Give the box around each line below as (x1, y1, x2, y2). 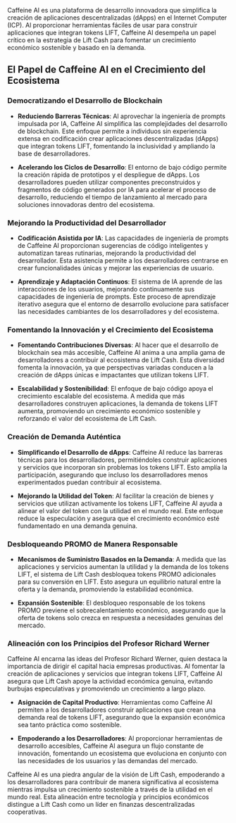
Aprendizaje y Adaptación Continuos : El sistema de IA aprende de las (17, 277, 223, 286)
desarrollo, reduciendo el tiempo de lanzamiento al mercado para (17, 193, 208, 201)
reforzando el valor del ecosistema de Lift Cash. (17, 415, 157, 423)
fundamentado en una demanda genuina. (17, 521, 138, 530)
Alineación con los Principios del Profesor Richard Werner (7, 639, 210, 648)
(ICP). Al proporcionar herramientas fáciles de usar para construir (7, 21, 198, 29)
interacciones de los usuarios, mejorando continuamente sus (17, 284, 195, 293)
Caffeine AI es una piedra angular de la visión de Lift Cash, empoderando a (7, 770, 225, 779)
